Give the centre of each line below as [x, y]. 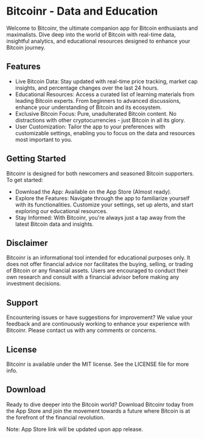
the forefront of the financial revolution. [56, 417]
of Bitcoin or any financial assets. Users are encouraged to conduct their [97, 271]
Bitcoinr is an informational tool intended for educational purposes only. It [98, 258]
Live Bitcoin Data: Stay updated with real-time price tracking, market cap [106, 81]
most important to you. [44, 139]
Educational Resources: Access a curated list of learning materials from [105, 94]
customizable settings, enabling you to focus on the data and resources [105, 133]
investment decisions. [34, 284]
